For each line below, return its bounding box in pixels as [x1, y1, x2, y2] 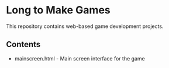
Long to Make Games [6, 3, 111, 17]
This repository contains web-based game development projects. [6, 23, 164, 30]
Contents [6, 40, 41, 49]
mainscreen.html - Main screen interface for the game [14, 55, 145, 62]
